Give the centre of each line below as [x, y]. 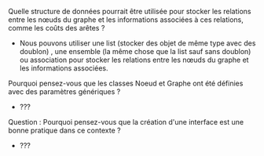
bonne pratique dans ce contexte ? [64, 130]
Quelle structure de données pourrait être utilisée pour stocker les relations [130, 11]
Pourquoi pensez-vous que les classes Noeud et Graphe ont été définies [126, 83]
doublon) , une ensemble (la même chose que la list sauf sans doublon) [135, 51]
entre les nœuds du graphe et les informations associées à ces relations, [126, 20]
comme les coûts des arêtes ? [57, 28]
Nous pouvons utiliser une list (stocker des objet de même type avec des [137, 43]
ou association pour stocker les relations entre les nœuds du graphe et [134, 60]
